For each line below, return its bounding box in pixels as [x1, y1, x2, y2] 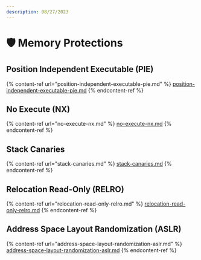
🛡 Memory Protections [6, 36, 123, 50]
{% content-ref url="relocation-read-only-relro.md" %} [6, 200, 144, 207]
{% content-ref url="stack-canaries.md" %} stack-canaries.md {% [6, 160, 172, 167]
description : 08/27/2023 [6, 8, 69, 15]
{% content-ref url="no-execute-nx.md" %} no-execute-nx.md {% [6, 120, 172, 128]
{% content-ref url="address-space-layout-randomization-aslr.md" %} [6, 240, 183, 247]
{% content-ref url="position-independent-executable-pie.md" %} [6, 80, 172, 88]
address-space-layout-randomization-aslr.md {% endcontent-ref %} [6, 246, 177, 254]
